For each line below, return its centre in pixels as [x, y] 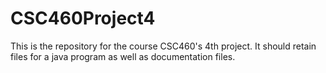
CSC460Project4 [83, 18]
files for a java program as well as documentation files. [123, 56]
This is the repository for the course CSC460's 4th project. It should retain [163, 46]
